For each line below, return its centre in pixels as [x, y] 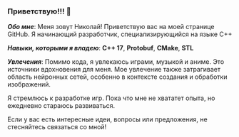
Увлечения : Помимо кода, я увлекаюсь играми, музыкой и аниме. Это [116, 62]
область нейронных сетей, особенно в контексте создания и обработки [117, 77]
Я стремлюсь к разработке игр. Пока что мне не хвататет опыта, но [111, 98]
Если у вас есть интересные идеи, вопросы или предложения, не [108, 119]
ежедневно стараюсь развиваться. [61, 106]
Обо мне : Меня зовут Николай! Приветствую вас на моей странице [111, 27]
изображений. [29, 84]
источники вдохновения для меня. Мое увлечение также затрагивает [114, 70]
